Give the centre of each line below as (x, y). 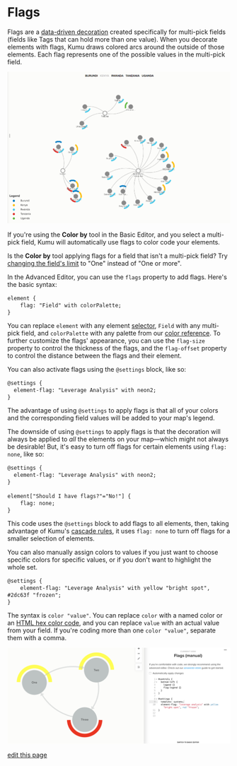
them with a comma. (37, 638)
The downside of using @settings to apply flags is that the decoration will (114, 432)
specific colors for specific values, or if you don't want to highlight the (109, 560)
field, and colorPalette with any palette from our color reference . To (121, 334)
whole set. (22, 567)
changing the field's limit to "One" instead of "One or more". (94, 264)
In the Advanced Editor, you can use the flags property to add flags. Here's (117, 277)
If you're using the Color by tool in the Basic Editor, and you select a (106, 235)
